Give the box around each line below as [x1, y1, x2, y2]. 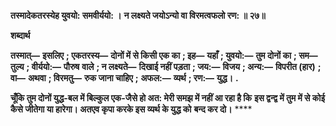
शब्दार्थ [10, 30, 31, 41]
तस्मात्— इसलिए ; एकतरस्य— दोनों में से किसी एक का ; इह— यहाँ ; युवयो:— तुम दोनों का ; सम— [10, 50, 318, 61]
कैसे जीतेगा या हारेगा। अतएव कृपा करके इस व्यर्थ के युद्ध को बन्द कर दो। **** [10, 103, 253, 115]
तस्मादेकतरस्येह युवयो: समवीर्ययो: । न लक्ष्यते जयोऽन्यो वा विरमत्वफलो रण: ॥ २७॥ [10, 10, 266, 21]
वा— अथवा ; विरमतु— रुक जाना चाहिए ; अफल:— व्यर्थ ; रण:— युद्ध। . [10, 72, 239, 84]
